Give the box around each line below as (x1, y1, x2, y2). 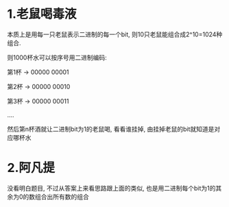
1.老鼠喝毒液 (7, 6, 77, 22)
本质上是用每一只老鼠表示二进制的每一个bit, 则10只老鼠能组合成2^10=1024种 (7, 30, 223, 38)
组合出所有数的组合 (34, 193, 89, 201)
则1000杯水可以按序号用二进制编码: (7, 53, 108, 62)
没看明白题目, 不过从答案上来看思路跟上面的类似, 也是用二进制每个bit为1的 (7, 184, 216, 192)
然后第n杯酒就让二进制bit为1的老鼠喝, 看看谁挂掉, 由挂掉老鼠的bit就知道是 (7, 125, 215, 133)
